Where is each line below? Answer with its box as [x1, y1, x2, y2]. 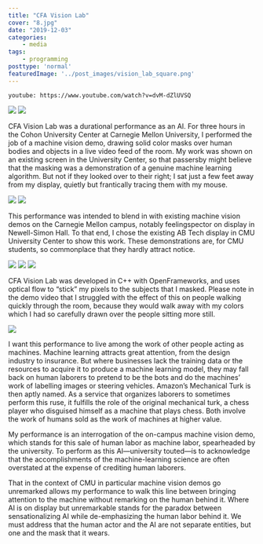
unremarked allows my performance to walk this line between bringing [8, 486, 236, 495]
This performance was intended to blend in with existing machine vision [8, 211, 241, 221]
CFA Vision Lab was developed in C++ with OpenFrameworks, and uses [8, 276, 241, 285]
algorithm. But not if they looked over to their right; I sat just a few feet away [8, 171, 254, 181]
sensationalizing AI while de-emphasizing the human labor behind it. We [8, 511, 242, 520]
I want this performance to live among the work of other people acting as [8, 339, 245, 349]
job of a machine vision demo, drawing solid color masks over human [8, 138, 233, 148]
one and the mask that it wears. [8, 528, 110, 538]
